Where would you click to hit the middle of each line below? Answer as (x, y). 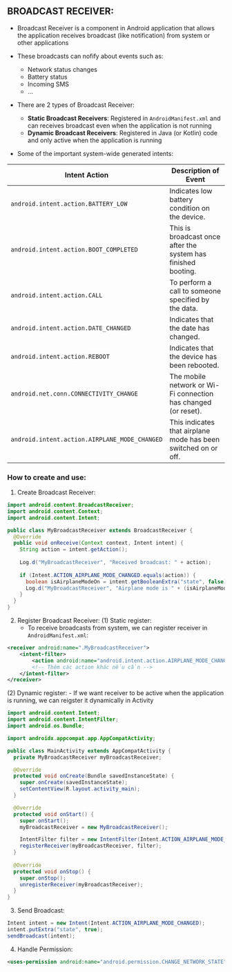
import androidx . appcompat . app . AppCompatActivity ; (81, 738)
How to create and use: (47, 477)
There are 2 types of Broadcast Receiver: (76, 105)
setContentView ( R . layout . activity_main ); (80, 789)
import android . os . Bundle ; (46, 726)
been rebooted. (194, 365)
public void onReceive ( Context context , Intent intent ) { (99, 543)
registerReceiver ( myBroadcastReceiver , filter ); (91, 846)
